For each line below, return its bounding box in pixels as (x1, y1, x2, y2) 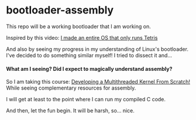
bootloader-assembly (6, 4, 114, 17)
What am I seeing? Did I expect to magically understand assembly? (6, 65, 173, 72)
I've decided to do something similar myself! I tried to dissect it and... (6, 52, 173, 59)
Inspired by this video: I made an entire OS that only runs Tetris (6, 34, 158, 41)
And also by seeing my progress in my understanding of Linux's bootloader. (6, 45, 189, 53)
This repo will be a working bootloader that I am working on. (6, 23, 151, 30)
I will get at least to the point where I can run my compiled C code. (6, 96, 166, 103)
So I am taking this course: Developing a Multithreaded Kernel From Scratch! (6, 78, 190, 85)
